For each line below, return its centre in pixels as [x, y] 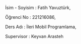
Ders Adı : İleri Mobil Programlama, [41, 27]
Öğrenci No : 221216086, [31, 17]
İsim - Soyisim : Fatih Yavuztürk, [38, 8]
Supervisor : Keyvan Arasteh [34, 36]
